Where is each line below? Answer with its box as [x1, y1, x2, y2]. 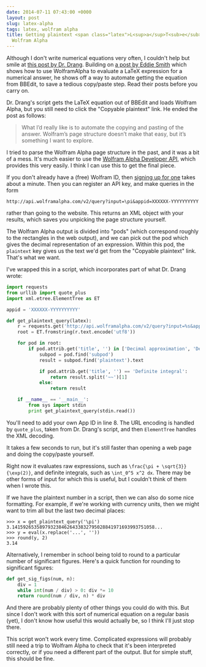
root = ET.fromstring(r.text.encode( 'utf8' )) [17, 329, 136, 335]
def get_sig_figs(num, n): [6, 576, 75, 582]
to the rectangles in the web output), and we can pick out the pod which [6, 234, 189, 241]
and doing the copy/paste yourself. [6, 450, 94, 458]
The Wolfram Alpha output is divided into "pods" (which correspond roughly [6, 228, 199, 235]
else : [39, 380, 53, 386]
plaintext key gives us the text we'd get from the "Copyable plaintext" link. [6, 247, 197, 255]
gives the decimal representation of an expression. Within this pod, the [6, 241, 185, 248]
